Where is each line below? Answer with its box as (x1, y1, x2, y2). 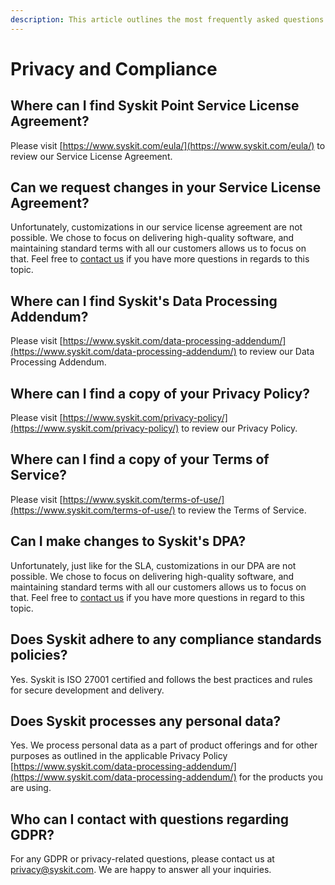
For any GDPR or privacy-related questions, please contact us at (10, 853, 275, 865)
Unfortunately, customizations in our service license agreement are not (10, 221, 303, 233)
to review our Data (238, 346, 315, 358)
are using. (10, 782, 52, 794)
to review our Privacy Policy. (181, 422, 298, 435)
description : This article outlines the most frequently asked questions (10, 14, 325, 25)
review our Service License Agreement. (10, 150, 173, 162)
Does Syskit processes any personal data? (10, 712, 282, 730)
